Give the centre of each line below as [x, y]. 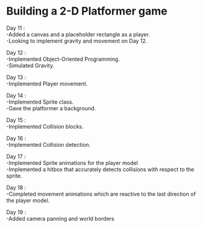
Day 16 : [16, 138]
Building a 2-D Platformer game [87, 11]
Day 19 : [16, 212]
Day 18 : [16, 187]
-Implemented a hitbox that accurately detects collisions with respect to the [100, 169]
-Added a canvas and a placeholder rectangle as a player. [78, 34]
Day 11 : [16, 28]
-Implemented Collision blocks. [45, 126]
